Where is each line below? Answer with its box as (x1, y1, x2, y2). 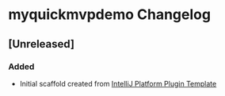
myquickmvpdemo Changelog (8, 6, 212, 24)
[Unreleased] (8, 37, 75, 51)
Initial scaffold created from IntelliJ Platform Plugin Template (19, 79, 217, 88)
